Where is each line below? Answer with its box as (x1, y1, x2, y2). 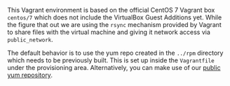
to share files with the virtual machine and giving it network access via (7, 28, 210, 36)
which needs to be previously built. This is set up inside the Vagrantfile (7, 56, 215, 64)
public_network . (7, 35, 54, 44)
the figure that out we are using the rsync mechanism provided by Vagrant (7, 21, 222, 28)
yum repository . (7, 71, 53, 79)
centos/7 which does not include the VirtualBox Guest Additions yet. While (7, 13, 222, 21)
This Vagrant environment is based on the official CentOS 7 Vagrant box (7, 6, 215, 14)
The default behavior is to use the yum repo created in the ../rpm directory (7, 49, 224, 57)
